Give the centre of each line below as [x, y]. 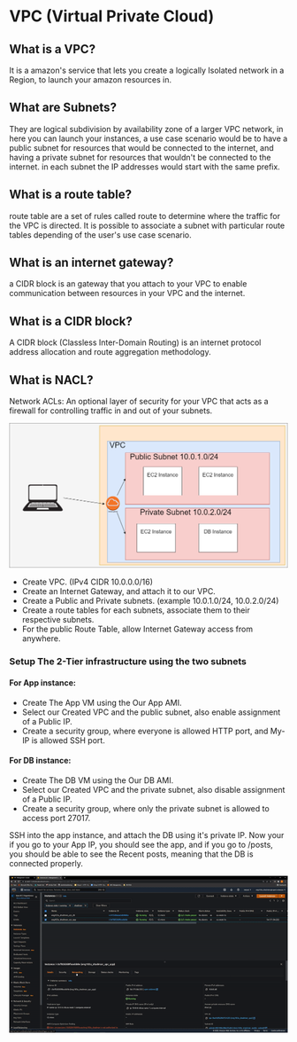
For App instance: [43, 682]
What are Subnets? [63, 108]
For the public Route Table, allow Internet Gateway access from [137, 629]
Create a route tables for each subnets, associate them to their [136, 610]
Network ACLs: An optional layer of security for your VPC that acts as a [139, 402]
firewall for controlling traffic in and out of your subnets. [111, 411]
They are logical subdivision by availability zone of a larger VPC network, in [146, 129]
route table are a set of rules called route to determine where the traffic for [145, 215]
